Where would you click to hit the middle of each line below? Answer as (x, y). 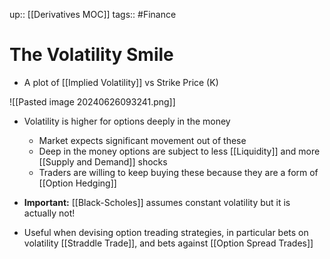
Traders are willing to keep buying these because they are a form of (178, 172)
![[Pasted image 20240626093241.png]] (92, 101)
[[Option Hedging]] (77, 183)
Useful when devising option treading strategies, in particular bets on (166, 232)
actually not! (49, 213)
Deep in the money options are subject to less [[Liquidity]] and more (179, 151)
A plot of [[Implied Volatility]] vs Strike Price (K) (121, 82)
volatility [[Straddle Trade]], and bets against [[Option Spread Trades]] (168, 243)
